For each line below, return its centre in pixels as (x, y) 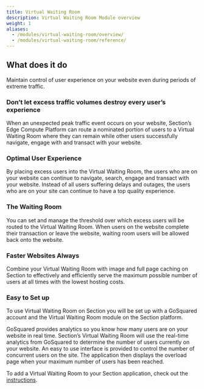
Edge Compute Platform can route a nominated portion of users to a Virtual (100, 129)
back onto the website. (35, 239)
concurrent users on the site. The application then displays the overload (97, 355)
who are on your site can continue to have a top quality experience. (91, 191)
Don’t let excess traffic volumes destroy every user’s (86, 102)
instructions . (22, 380)
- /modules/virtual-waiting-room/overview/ (68, 35)
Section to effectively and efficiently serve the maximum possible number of (102, 275)
